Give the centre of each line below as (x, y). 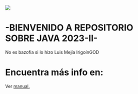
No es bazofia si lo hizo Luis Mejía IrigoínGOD (52, 52)
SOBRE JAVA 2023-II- (51, 38)
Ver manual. (17, 86)
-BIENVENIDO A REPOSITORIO (69, 28)
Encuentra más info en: (54, 72)
